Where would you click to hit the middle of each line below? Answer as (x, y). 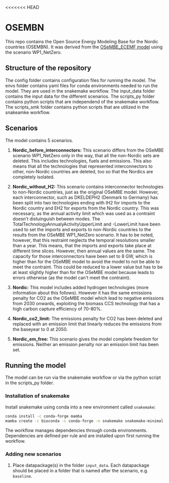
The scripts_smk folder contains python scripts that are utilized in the (77, 107)
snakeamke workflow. (28, 112)
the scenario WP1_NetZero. (34, 52)
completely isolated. (34, 177)
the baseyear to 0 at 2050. (40, 329)
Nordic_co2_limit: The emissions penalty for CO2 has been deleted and (87, 318)
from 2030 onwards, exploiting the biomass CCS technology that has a (86, 303)
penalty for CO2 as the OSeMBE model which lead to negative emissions (88, 298)
